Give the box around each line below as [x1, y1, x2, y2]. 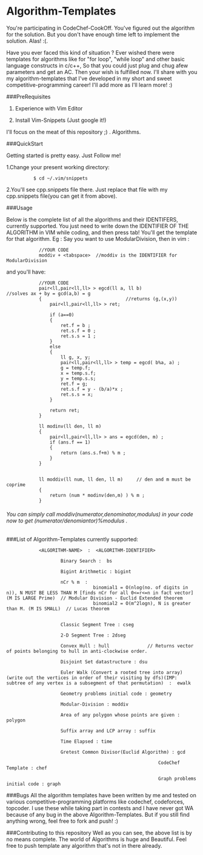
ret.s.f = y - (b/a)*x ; [60, 386, 123, 392]
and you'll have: [6, 268, 46, 275]
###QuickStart [6, 140, 44, 147]
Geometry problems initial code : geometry [60, 691, 172, 697]
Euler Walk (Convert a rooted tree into [60, 669, 164, 676]
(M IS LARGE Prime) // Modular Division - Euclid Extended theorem [6, 595, 183, 601]
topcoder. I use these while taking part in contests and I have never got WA [6, 805, 194, 812]
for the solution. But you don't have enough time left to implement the [6, 30, 180, 38]
